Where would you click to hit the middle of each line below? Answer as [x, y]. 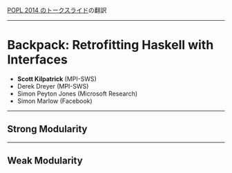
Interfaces [37, 60]
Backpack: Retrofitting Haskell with [110, 45]
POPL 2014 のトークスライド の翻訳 [57, 10]
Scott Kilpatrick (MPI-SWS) [57, 79]
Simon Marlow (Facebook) [55, 101]
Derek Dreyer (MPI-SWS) [53, 86]
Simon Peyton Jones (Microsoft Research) [77, 93]
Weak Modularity [45, 161]
